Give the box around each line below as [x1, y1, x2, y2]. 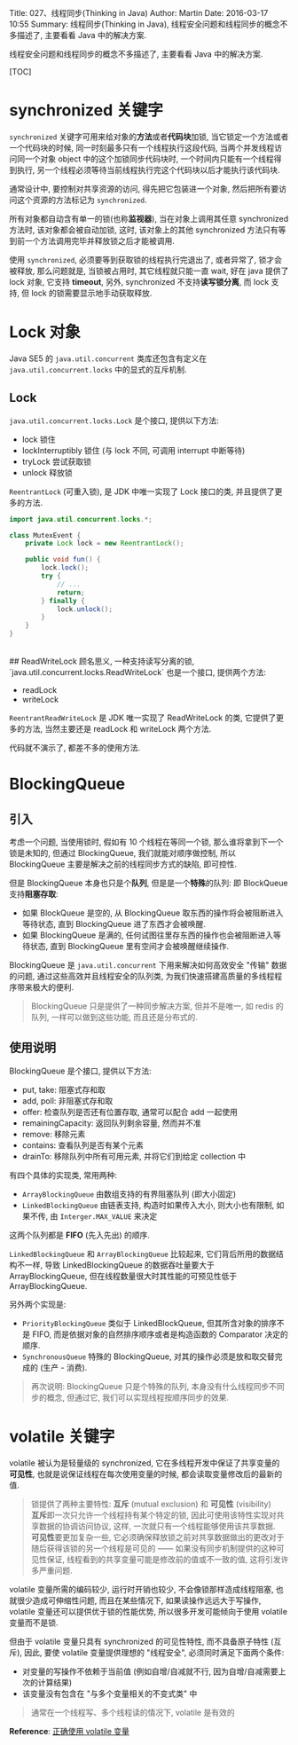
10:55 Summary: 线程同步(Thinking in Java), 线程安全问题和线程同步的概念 [9, 19, 281, 29]
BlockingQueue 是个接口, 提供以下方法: [9, 1065, 153, 1076]
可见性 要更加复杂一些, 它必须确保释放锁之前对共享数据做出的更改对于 [30, 1531, 285, 1542]
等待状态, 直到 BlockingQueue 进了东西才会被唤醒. [21, 919, 207, 930]
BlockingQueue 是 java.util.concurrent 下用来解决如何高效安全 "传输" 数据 [9, 960, 287, 971]
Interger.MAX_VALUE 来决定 [59, 1210, 158, 1222]
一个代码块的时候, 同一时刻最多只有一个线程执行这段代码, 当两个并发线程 [9, 142, 275, 153]
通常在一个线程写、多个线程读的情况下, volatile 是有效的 [30, 1707, 235, 1717]
